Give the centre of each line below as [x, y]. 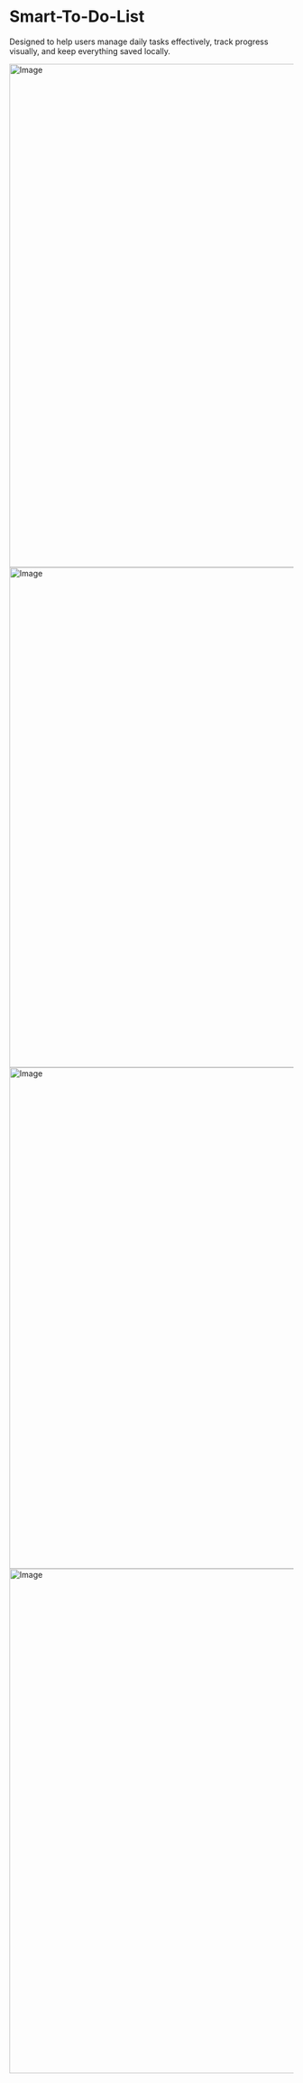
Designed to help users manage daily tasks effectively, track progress [139, 41]
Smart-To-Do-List [77, 17]
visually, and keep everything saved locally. [90, 51]
